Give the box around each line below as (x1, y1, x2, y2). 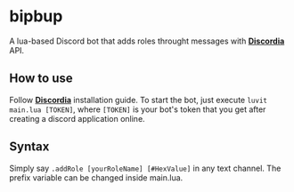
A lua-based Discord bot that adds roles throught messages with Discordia (9, 36, 285, 46)
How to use (9, 71, 73, 86)
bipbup (9, 6, 63, 27)
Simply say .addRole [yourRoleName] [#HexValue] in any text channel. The (9, 163, 282, 173)
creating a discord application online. (9, 113, 145, 124)
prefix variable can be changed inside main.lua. (9, 172, 184, 183)
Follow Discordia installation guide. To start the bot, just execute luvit (9, 94, 267, 105)
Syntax (9, 140, 50, 155)
